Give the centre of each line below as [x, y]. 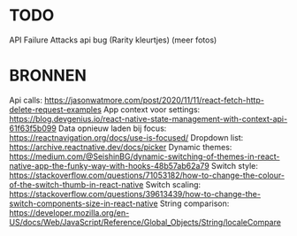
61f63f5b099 [33, 128]
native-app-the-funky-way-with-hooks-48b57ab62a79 [109, 165]
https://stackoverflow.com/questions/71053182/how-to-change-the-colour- [147, 175]
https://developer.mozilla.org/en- [69, 212]
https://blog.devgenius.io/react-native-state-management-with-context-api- [148, 118]
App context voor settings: [152, 109]
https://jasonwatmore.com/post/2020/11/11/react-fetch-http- [154, 100]
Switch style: [235, 165]
